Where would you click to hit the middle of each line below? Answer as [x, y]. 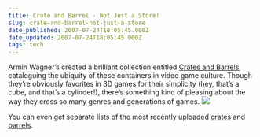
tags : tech [26, 45]
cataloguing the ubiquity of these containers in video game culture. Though [130, 76]
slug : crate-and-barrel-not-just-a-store [77, 23]
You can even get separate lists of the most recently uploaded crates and [127, 117]
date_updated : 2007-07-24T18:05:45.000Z [75, 37]
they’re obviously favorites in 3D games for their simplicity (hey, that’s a [124, 84]
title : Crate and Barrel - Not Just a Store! [84, 15]
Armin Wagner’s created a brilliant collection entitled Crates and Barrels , [125, 67]
